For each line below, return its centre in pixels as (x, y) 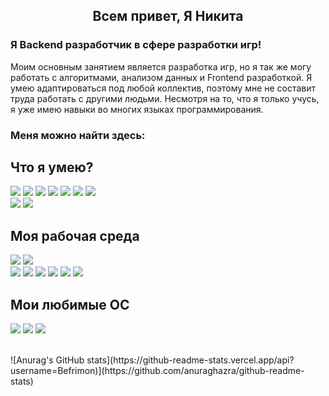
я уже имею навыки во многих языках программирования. (137, 109)
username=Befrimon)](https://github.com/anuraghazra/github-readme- (157, 371)
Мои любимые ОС (70, 304)
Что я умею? (52, 167)
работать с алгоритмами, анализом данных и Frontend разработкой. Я (161, 77)
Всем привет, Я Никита (168, 16)
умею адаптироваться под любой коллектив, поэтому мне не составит (163, 88)
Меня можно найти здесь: (78, 135)
